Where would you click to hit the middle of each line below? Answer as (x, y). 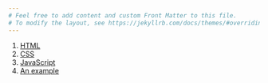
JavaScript (37, 62)
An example (39, 70)
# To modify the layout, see (57, 23)
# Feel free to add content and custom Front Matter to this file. (123, 15)
